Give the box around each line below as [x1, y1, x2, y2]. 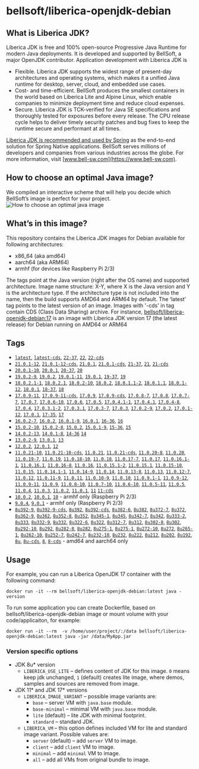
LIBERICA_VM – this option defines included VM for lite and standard [23, 724, 187, 731]
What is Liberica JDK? [6, 28, 90, 38]
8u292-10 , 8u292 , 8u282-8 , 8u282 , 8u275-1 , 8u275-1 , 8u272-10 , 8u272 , [14, 525, 176, 532]
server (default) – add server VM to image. [32, 737, 138, 744]
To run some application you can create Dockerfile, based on [6, 604, 156, 612]
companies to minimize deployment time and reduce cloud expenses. [14, 100, 185, 107]
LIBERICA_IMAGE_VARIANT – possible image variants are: [23, 693, 157, 700]
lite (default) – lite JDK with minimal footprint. [32, 711, 147, 719]
